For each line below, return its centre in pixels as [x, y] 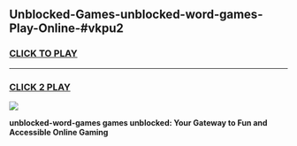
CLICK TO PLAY [43, 54]
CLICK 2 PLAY [40, 87]
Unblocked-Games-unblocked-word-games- [136, 15]
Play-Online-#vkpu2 [66, 29]
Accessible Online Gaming [59, 132]
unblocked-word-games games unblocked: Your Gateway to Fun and [138, 122]
